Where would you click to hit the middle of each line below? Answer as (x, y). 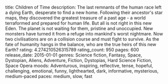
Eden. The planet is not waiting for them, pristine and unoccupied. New (79, 28)
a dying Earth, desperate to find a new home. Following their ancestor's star (84, 12)
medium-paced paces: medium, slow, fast (49, 76)
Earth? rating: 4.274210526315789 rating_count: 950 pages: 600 (72, 50)
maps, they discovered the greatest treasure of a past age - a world (75, 18)
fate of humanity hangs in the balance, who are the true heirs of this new (81, 44)
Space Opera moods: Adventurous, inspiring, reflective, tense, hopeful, (79, 65)
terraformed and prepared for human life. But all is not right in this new (78, 23)
